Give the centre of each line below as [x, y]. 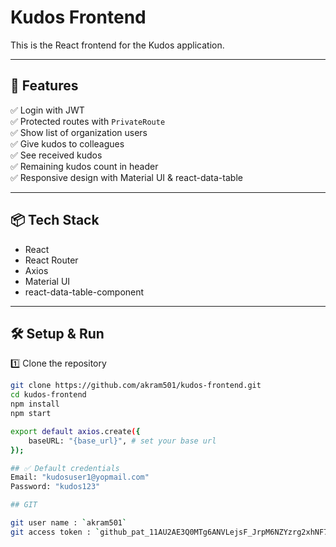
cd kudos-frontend [48, 395]
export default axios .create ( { [75, 431]
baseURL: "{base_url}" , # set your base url [122, 441]
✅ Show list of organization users [79, 132]
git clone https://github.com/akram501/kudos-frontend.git [136, 386]
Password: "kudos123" [55, 487]
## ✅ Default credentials [65, 468]
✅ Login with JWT [47, 110]
